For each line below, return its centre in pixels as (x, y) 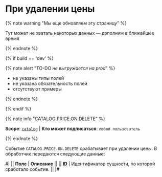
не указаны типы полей (38, 78)
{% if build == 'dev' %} (29, 58)
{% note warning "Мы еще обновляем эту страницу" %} (66, 23)
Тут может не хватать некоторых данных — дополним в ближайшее (80, 33)
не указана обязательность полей (50, 83)
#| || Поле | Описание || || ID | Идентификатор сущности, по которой (80, 164)
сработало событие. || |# (32, 169)
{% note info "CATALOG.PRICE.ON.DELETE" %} (55, 119)
